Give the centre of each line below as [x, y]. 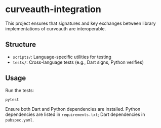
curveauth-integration [53, 9]
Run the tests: [20, 90]
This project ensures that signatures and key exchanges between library [80, 23]
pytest [12, 100]
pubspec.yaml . [19, 120]
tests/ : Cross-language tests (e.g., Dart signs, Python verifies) [78, 62]
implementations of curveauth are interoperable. [56, 28]
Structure [21, 45]
